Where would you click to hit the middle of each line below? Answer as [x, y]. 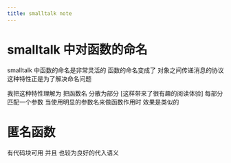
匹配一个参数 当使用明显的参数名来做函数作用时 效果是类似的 [93, 102]
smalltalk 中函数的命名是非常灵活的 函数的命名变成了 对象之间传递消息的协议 [115, 70]
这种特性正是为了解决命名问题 [49, 78]
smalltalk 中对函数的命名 [77, 50]
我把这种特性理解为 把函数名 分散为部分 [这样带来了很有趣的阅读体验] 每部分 [115, 93]
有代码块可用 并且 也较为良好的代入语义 [63, 153]
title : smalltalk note [40, 13]
